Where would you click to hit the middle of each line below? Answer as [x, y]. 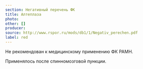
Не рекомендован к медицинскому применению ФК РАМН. [69, 51]
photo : [12, 19]
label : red [17, 38]
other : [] [16, 24]
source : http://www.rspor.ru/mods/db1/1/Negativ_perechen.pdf [71, 33]
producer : [16, 28]
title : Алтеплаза [23, 14]
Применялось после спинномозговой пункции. [56, 61]
